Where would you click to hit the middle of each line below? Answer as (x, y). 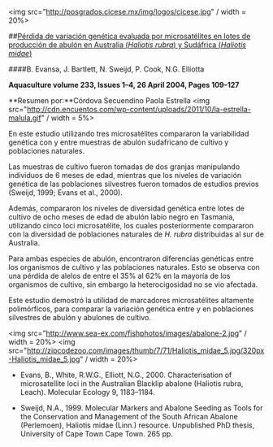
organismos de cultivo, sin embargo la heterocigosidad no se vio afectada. (133, 284)
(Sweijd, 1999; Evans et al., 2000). (66, 193)
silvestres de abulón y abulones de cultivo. (80, 317)
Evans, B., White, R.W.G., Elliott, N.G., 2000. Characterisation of (126, 375)
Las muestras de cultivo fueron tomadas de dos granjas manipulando (124, 167)
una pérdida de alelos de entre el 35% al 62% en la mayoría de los (119, 276)
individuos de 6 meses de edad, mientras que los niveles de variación (125, 175)
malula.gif (25, 118)
